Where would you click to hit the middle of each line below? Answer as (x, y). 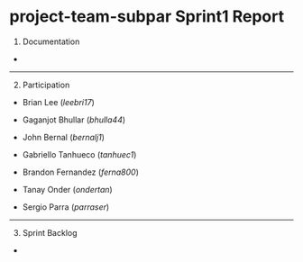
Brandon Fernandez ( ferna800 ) (81, 172)
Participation (46, 85)
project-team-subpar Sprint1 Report (147, 17)
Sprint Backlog (50, 232)
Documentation (51, 41)
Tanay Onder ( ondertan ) (67, 189)
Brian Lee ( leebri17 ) (58, 102)
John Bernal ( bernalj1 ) (64, 137)
